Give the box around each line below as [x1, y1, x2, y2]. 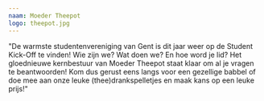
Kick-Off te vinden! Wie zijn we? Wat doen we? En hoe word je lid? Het [8, 50, 242, 59]
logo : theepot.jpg [8, 19, 70, 27]
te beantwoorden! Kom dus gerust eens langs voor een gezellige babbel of [8, 67, 256, 76]
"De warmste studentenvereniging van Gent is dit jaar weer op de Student [8, 41, 254, 50]
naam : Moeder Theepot [8, 11, 81, 20]
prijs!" [8, 83, 28, 93]
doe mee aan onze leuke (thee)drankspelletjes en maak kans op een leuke [8, 75, 255, 85]
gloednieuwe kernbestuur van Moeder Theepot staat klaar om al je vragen [8, 58, 254, 68]
